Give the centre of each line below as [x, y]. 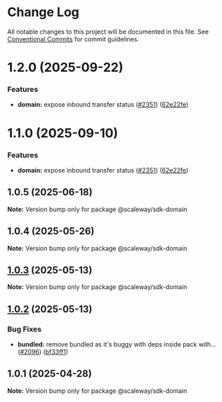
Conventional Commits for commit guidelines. [73, 39]
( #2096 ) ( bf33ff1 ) [43, 352]
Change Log [43, 12]
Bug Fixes [25, 329]
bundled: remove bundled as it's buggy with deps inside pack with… [117, 344]
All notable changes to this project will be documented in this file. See [108, 32]
